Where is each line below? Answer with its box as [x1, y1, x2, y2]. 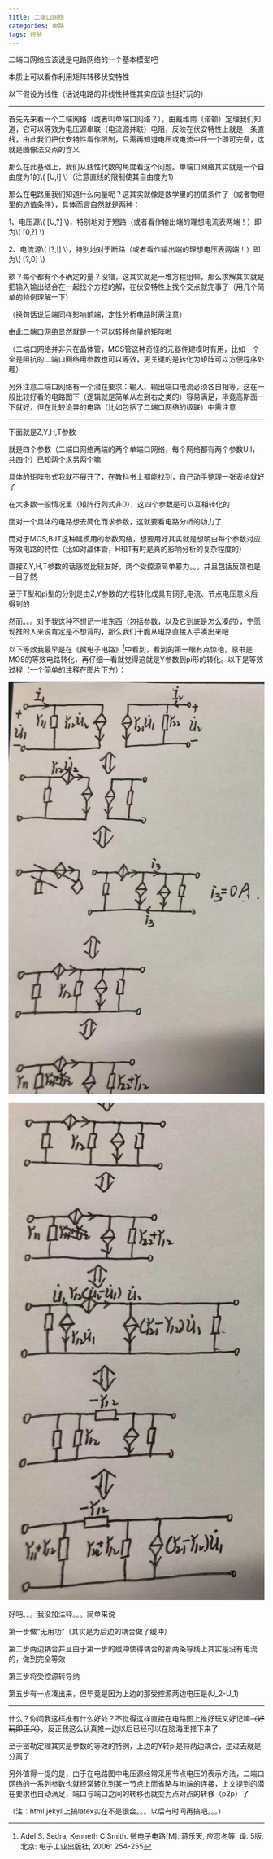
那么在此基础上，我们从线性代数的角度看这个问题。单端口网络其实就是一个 [8, 162, 258, 172]
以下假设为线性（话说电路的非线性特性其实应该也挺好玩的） [8, 90, 208, 99]
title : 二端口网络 [8, 13, 65, 21]
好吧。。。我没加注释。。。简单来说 [8, 1609, 115, 1619]
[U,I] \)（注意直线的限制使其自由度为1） [46, 172, 179, 182]
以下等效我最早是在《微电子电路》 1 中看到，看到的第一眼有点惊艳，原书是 [8, 643, 253, 655]
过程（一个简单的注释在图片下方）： [8, 664, 126, 675]
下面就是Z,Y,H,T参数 [8, 427, 76, 437]
